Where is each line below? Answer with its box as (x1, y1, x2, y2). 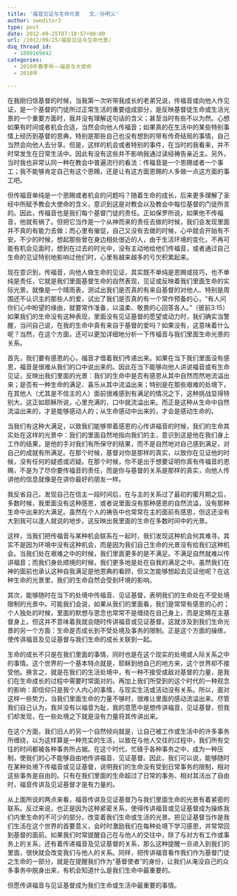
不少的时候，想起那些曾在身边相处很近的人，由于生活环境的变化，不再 (19, 235, 224, 243)
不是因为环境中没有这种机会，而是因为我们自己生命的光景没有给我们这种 (13, 540, 224, 548)
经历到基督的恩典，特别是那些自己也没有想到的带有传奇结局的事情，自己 (19, 132, 230, 140)
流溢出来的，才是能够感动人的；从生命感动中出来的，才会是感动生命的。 (7, 406, 217, 415)
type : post (7, 23, 39, 30)
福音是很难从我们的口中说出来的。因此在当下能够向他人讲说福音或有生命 (19, 362, 230, 371)
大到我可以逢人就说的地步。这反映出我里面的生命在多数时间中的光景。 (7, 516, 212, 524)
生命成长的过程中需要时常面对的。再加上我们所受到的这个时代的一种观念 (19, 677, 230, 685)
